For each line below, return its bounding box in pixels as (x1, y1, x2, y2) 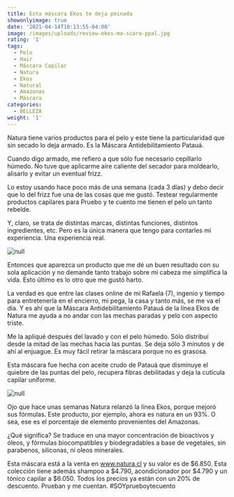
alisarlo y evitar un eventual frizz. (7, 169, 103, 178)
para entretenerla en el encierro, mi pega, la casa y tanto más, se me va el (7, 296, 221, 305)
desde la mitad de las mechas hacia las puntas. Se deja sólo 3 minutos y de (7, 340, 225, 348)
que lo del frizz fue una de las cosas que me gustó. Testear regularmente (7, 190, 219, 199)
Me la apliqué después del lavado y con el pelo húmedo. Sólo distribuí (7, 332, 209, 340)
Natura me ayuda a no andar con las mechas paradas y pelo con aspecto (7, 311, 218, 319)
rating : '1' (7, 36, 42, 43)
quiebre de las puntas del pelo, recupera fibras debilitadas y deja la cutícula (7, 368, 226, 376)
